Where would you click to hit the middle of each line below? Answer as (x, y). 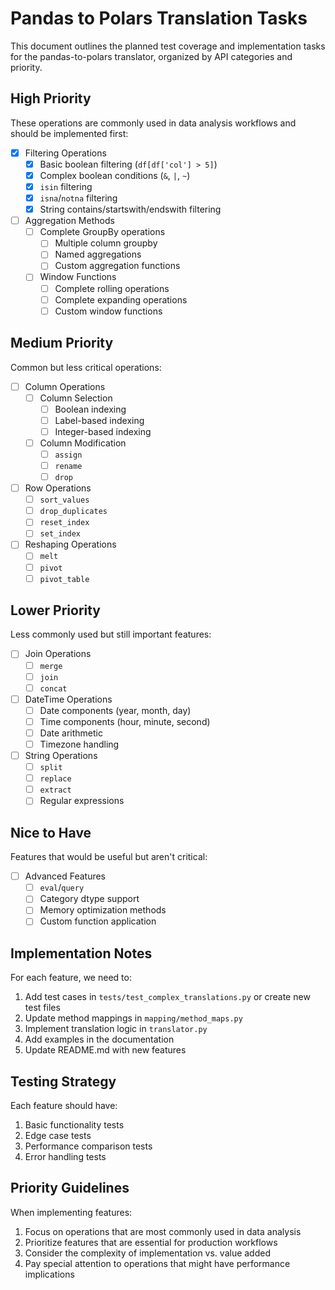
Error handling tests (65, 1157)
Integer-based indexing (103, 431)
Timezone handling (79, 744)
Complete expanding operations (121, 299)
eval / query (62, 888)
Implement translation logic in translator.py (116, 1029)
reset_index (64, 523)
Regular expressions (82, 801)
